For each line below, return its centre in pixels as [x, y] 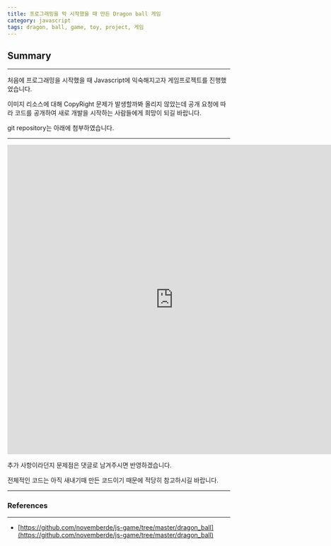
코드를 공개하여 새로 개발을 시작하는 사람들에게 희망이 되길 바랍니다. [108, 113]
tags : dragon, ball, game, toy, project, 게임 [76, 27]
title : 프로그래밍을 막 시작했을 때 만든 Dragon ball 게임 [84, 14]
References [28, 506]
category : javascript [39, 21]
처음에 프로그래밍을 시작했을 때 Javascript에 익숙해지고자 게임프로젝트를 [108, 80]
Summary [29, 56]
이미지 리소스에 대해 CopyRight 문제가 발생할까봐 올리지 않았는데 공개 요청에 [113, 104]
